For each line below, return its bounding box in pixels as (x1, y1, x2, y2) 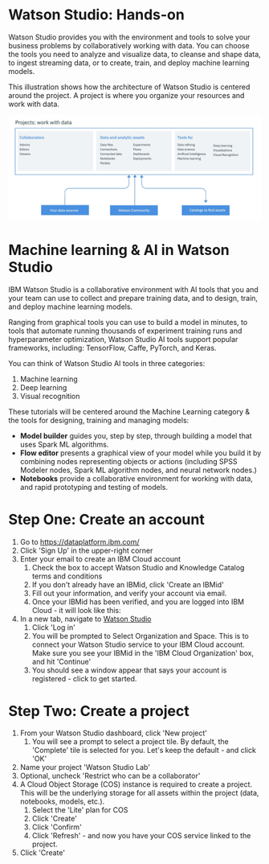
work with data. (8, 99, 60, 109)
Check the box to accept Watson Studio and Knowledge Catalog (31, 562, 245, 572)
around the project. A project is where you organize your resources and (8, 90, 245, 100)
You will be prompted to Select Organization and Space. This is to (31, 631, 249, 640)
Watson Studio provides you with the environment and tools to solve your (8, 32, 251, 42)
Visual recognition (19, 391, 80, 401)
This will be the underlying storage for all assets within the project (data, (19, 788, 259, 798)
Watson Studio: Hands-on (8, 6, 185, 24)
